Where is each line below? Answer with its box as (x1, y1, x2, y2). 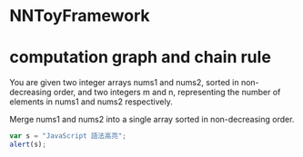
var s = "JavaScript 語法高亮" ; (9, 132, 127, 141)
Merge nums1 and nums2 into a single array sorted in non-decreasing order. (9, 114, 295, 125)
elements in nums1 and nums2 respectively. (9, 96, 173, 107)
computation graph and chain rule (9, 47, 271, 68)
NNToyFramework (9, 5, 150, 26)
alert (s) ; (9, 140, 47, 149)
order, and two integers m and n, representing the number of (53, 87, 281, 98)
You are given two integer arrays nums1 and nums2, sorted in (9, 77, 239, 88)
